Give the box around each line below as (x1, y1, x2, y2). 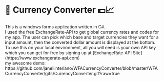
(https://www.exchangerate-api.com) (5, 55, 80, 61)
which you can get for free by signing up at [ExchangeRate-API (5, 50, 132, 56)
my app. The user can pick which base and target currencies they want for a (5, 34, 159, 40)
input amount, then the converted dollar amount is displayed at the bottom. (5, 39, 156, 45)
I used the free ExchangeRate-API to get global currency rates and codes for (5, 29, 159, 35)
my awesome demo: (5, 60, 46, 66)
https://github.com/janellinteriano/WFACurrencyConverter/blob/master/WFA (5, 65, 158, 71)
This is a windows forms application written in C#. (5, 23, 106, 30)
